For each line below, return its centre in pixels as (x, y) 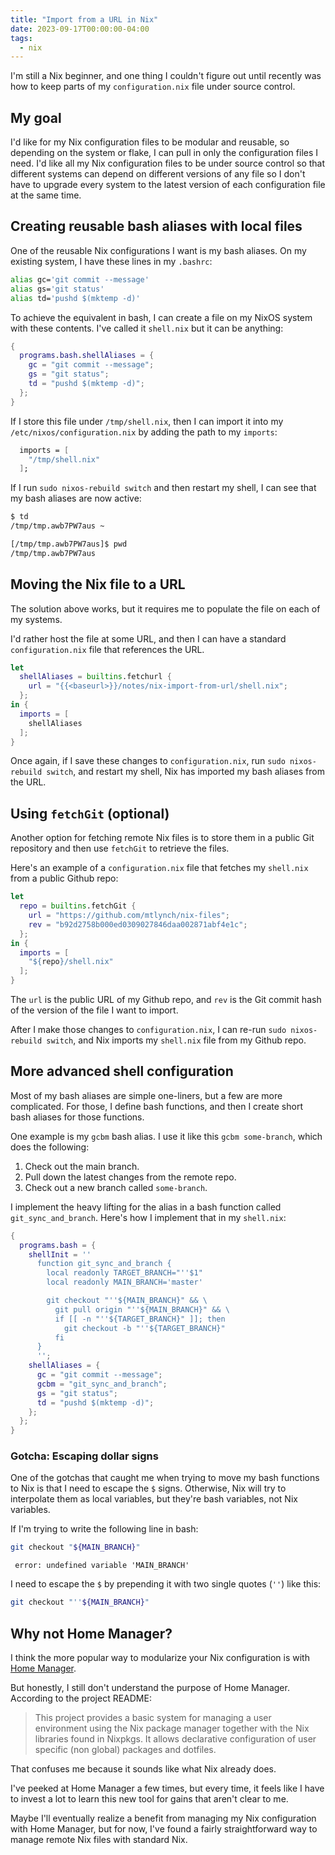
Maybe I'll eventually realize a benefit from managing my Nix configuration (163, 1818)
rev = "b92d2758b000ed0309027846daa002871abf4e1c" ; (138, 924)
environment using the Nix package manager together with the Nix (172, 1728)
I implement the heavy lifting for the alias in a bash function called (146, 1207)
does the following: (50, 1147)
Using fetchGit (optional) (90, 813)
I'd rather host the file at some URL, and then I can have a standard (148, 638)
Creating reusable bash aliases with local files (156, 226)
